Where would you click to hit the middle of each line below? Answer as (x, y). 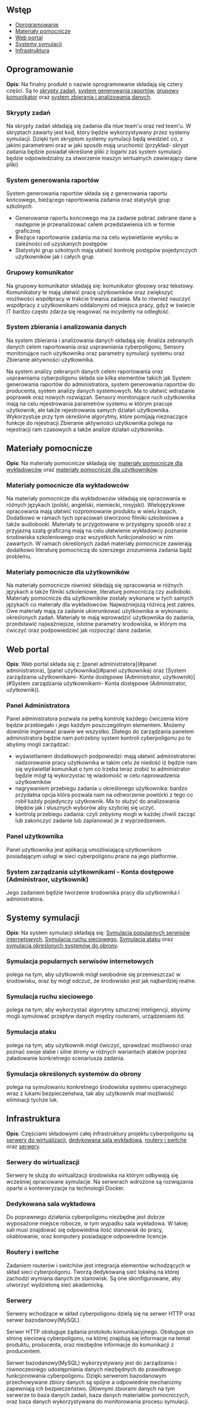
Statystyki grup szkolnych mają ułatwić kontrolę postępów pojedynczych (106, 250)
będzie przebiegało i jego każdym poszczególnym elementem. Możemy (96, 725)
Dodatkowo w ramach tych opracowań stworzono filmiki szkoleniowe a (95, 517)
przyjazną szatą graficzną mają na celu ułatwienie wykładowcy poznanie (97, 531)
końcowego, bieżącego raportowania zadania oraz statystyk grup (88, 200)
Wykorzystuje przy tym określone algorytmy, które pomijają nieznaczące (97, 416)
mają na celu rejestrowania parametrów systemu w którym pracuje (89, 403)
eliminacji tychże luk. (32, 1099)
